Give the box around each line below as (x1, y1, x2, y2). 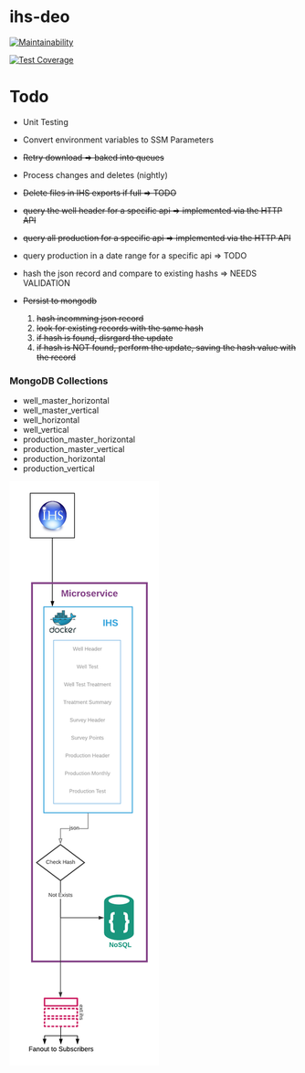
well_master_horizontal (22, 395, 110, 406)
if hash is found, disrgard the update (36, 331, 174, 343)
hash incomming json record (36, 312, 144, 323)
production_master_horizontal (22, 434, 135, 445)
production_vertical (22, 463, 96, 474)
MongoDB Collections (9, 374, 109, 387)
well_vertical (22, 425, 69, 436)
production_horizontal (22, 454, 106, 465)
